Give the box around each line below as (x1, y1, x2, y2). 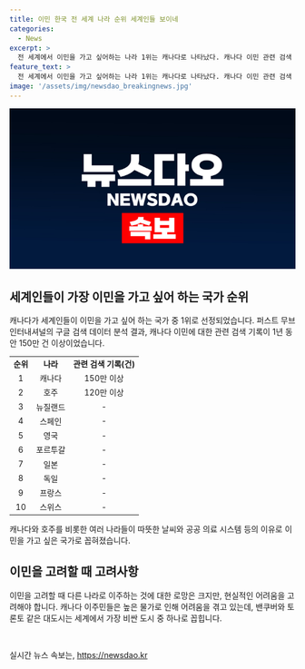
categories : (9, 24, 54, 34)
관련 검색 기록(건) (73, 359, 135, 369)
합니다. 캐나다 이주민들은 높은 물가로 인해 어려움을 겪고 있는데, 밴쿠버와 (33, 601, 286, 612)
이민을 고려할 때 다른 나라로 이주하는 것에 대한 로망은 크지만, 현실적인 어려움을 (9, 590, 286, 601)
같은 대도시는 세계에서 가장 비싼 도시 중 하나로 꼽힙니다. (25, 613, 222, 624)
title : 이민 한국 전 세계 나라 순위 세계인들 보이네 (9, 15, 179, 24)
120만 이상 (84, 387, 124, 398)
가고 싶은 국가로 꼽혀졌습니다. (25, 535, 131, 546)
